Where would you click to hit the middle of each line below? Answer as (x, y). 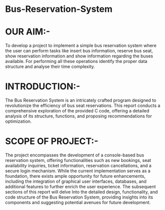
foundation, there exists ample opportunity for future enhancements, (75, 176)
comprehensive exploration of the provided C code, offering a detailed (77, 111)
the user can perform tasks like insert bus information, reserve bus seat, (79, 51)
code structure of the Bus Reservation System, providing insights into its (79, 197)
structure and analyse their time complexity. (50, 67)
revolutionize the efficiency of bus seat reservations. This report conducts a (83, 105)
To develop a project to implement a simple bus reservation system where (81, 46)
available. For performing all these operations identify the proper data (76, 61)
